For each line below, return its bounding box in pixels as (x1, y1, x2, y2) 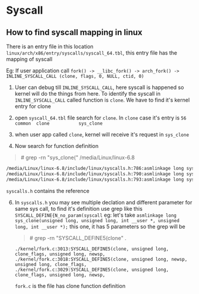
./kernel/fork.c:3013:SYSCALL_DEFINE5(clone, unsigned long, (14, 246, 169, 252)
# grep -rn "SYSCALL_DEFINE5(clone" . (29, 234, 127, 241)
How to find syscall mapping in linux (6, 27, 143, 37)
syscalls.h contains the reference (6, 187, 90, 194)
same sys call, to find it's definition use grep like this (14, 205, 143, 212)
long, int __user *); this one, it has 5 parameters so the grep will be (14, 223, 185, 230)
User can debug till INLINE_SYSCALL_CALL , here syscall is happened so (14, 84, 184, 91)
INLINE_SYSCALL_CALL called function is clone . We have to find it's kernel (14, 96, 190, 103)
